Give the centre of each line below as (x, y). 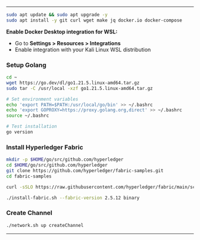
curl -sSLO (20, 187)
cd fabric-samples (29, 176)
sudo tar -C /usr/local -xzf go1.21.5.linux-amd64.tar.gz (79, 88)
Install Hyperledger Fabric (45, 147)
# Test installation (32, 127)
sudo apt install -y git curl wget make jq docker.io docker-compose (94, 20)
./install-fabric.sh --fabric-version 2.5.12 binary (73, 198)
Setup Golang (26, 65)
